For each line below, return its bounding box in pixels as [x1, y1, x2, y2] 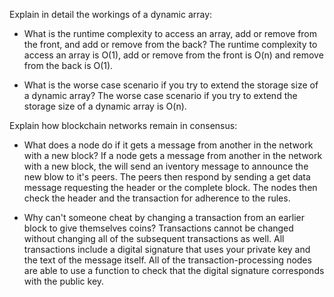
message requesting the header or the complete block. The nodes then [23, 182, 318, 193]
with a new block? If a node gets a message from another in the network [23, 150, 323, 161]
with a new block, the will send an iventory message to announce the [23, 160, 309, 172]
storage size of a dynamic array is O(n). [23, 100, 187, 112]
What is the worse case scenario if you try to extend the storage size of [23, 79, 319, 91]
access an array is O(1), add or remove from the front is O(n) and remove [23, 49, 324, 61]
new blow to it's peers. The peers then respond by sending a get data [23, 171, 311, 183]
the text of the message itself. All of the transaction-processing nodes [23, 254, 312, 266]
